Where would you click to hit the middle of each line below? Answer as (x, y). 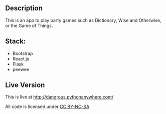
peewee (21, 69)
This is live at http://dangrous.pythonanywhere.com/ (59, 97)
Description (24, 8)
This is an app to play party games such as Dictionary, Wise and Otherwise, (83, 20)
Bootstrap (23, 53)
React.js (21, 58)
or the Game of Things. (29, 25)
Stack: (16, 41)
